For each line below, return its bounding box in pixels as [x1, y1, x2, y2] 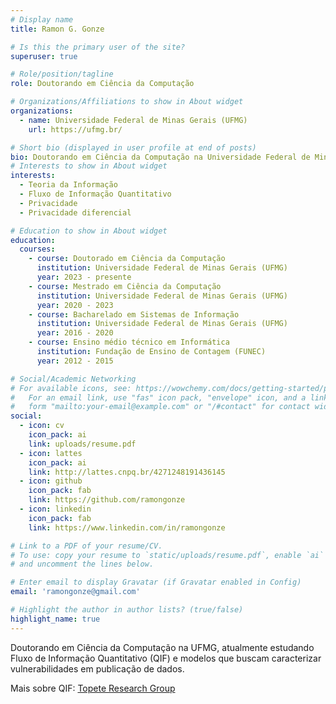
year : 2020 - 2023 [36, 300, 114, 310]
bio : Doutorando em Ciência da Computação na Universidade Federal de [10, 152, 311, 162]
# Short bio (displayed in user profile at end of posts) [10, 142, 257, 153]
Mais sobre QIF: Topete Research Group [10, 682, 176, 694]
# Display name [10, 14, 74, 25]
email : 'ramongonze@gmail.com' [10, 587, 141, 597]
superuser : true [10, 51, 78, 61]
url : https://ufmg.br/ [28, 124, 123, 135]
